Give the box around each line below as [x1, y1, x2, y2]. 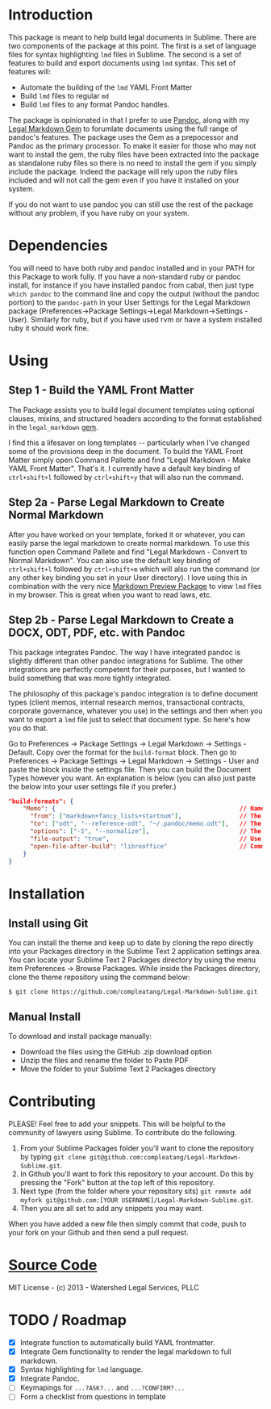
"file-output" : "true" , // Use [29, 835, 262, 843]
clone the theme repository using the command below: [8, 972, 190, 982]
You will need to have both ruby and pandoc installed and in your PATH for [8, 263, 256, 272]
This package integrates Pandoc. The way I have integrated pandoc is [8, 647, 241, 657]
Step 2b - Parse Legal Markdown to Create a [8, 613, 235, 627]
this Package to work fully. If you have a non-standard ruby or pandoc [8, 271, 241, 281]
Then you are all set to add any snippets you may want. [19, 1204, 204, 1213]
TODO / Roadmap [8, 1311, 127, 1330]
